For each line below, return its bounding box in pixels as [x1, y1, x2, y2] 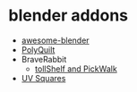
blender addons [8, 5, 129, 26]
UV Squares [21, 72, 66, 83]
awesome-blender [21, 35, 90, 46]
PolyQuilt [21, 44, 56, 54]
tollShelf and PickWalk [34, 63, 117, 74]
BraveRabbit [21, 54, 67, 64]
